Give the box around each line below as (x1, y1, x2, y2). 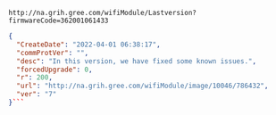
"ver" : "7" (16, 90, 57, 99)
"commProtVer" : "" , (16, 48, 89, 57)
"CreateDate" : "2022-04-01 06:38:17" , (16, 40, 162, 49)
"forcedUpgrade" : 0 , (16, 65, 93, 74)
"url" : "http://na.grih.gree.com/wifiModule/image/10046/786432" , (16, 81, 269, 91)
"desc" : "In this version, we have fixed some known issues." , (16, 56, 256, 66)
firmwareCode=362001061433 (8, 16, 109, 25)
